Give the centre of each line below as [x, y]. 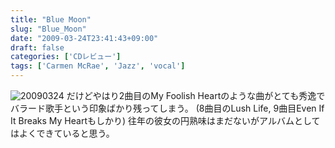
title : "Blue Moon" [51, 19]
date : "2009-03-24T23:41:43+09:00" [84, 38]
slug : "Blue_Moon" [48, 29]
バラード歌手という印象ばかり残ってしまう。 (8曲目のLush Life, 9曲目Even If [167, 108]
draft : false [37, 47]
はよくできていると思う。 [62, 133]
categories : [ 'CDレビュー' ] [66, 57]
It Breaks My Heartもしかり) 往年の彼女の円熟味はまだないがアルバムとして [165, 120]
